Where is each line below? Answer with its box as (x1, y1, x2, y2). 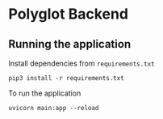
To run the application (8, 88, 81, 98)
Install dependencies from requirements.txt (8, 58, 155, 68)
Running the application (8, 37, 132, 51)
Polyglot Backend (8, 5, 129, 23)
